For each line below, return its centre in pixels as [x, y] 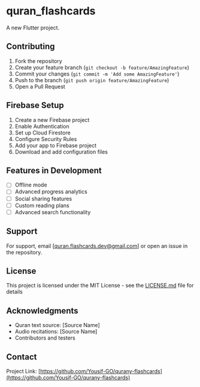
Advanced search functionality [53, 212]
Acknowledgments [43, 310]
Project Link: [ [23, 371]
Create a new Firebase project [52, 120]
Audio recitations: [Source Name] [56, 332]
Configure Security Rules [46, 139]
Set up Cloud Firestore [43, 133]
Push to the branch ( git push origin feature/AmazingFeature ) [92, 80]
